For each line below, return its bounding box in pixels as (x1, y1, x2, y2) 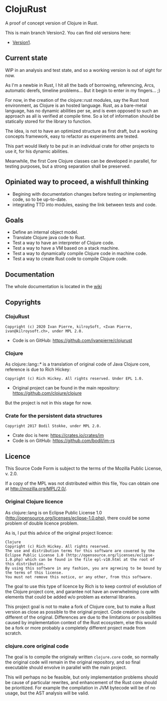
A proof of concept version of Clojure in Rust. (5, 20, 99, 26)
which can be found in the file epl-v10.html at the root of (25, 557, 155, 562)
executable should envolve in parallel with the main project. (5, 664, 127, 670)
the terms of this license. (5, 570, 64, 575)
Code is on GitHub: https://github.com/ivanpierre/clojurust (12, 337, 133, 343)
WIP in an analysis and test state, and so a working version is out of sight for (5, 67, 162, 73)
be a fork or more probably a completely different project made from (5, 625, 146, 631)
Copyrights (5, 298, 41, 307)
